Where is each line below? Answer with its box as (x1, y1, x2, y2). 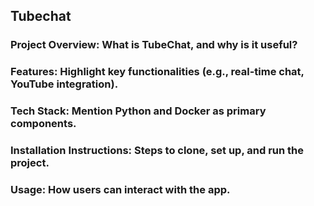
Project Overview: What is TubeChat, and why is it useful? (10, 38, 298, 52)
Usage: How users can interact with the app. (10, 183, 231, 196)
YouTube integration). (10, 77, 119, 91)
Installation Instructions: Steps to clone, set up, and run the (10, 144, 305, 158)
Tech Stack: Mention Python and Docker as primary (10, 104, 267, 118)
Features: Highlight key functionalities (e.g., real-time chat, (10, 65, 305, 79)
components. (10, 117, 77, 131)
